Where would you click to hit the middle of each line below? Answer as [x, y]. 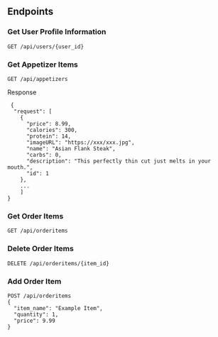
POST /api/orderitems [39, 296]
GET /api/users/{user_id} [45, 46]
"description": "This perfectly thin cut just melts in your [119, 161]
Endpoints [31, 12]
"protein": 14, [49, 136]
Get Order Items [36, 216]
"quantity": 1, [36, 314]
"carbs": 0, [44, 155]
